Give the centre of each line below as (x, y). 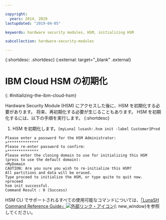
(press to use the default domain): (43, 160)
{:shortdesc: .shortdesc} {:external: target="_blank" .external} (68, 60)
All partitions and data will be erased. (49, 173)
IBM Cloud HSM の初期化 (56, 81)
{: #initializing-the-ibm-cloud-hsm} (41, 95)
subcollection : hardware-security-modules (50, 41)
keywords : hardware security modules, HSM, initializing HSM (70, 32)
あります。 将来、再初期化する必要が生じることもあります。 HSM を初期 (87, 112)
